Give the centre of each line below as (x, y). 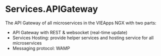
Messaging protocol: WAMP (41, 48)
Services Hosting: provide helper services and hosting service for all (83, 38)
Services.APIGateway (52, 9)
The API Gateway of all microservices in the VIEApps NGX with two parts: (81, 23)
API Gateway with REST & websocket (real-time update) (70, 32)
